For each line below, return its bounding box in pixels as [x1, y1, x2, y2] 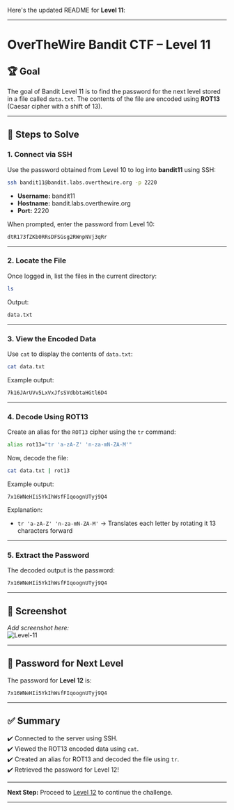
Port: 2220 [17, 206, 49, 215]
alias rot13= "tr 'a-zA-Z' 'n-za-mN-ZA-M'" [7, 442, 132, 449]
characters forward [17, 526, 73, 535]
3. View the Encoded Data [7, 334, 96, 343]
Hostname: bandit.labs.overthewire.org [17, 198, 131, 208]
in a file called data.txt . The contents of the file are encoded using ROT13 [7, 95, 221, 103]
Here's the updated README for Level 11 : [7, 6, 125, 14]
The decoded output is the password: [7, 566, 115, 575]
